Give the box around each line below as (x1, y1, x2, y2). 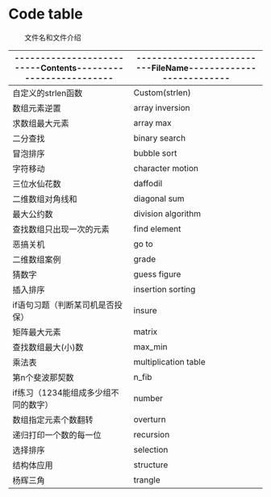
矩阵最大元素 (12, 326, 62, 337)
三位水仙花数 (12, 178, 62, 190)
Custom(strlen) (133, 86, 191, 98)
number (133, 392, 164, 403)
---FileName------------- (135, 62, 256, 73)
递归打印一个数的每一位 (12, 429, 102, 441)
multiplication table (133, 356, 206, 367)
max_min (133, 340, 168, 352)
